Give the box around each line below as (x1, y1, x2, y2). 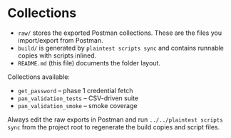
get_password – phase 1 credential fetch (17, 86, 133, 95)
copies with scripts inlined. (17, 51, 97, 60)
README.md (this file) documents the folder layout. (17, 58, 160, 67)
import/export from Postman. (17, 36, 103, 44)
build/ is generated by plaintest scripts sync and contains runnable (17, 43, 225, 52)
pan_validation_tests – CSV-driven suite (17, 94, 139, 102)
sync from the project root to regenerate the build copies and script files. (7, 122, 220, 131)
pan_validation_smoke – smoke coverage (17, 101, 138, 110)
